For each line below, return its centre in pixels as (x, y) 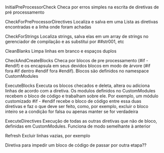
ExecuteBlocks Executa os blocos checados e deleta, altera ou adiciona (78, 86)
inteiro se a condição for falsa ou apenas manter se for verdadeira (72, 111)
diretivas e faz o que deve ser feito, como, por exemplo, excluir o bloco (77, 106)
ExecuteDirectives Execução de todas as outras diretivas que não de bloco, (81, 121)
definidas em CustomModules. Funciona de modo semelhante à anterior (78, 126)
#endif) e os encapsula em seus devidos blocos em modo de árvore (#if (78, 66)
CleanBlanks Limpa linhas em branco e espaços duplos (61, 51)
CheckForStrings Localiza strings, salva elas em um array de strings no (77, 36)
